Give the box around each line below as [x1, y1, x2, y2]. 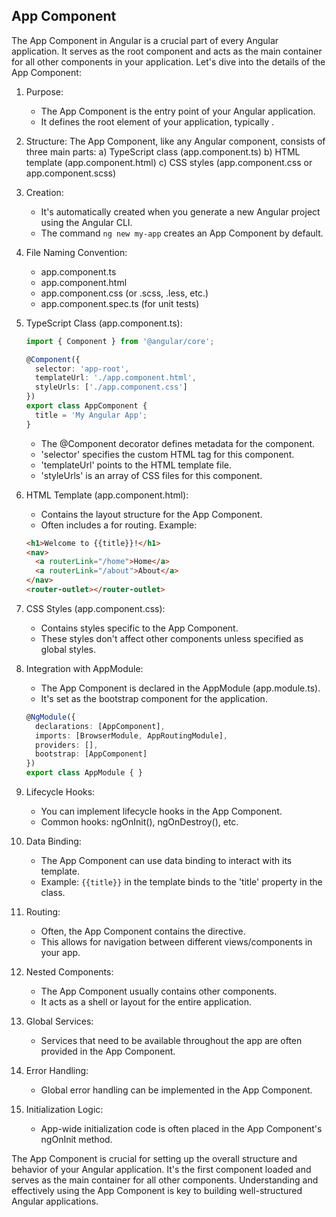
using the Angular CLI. [40, 216, 133, 228]
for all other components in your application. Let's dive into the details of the [11, 55, 326, 68]
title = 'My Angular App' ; [35, 410, 148, 420]
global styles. [40, 643, 97, 655]
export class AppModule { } [25, 768, 143, 778]
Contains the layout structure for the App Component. [40, 508, 263, 520]
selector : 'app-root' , [35, 364, 130, 374]
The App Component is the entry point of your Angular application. [40, 105, 316, 117]
